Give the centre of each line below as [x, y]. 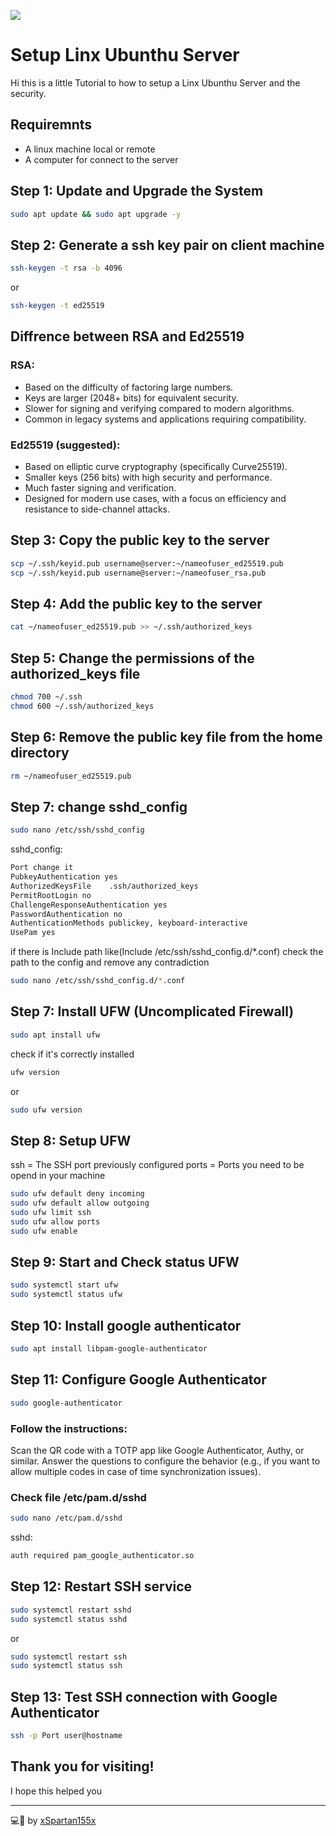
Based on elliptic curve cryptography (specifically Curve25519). [156, 466]
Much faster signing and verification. [100, 487]
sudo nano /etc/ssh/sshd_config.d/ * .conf [98, 981]
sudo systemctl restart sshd [71, 1610]
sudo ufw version [46, 1110]
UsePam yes [33, 933]
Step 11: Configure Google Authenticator [138, 1380]
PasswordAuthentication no [66, 914]
